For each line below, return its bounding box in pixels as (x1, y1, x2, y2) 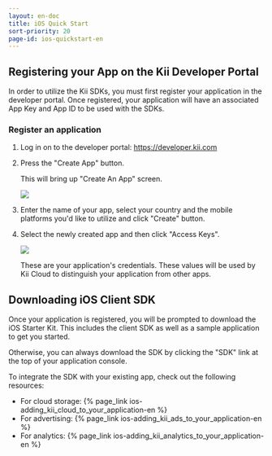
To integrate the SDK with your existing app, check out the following (8, 372, 236, 382)
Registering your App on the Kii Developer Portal (8, 64, 259, 78)
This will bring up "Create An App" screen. (19, 174, 162, 184)
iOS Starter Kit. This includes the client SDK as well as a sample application (8, 323, 260, 333)
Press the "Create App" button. (19, 158, 124, 168)
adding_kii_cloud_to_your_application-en (19, 405, 156, 415)
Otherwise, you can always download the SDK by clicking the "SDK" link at (8, 348, 258, 357)
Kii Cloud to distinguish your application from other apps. (19, 270, 211, 279)
